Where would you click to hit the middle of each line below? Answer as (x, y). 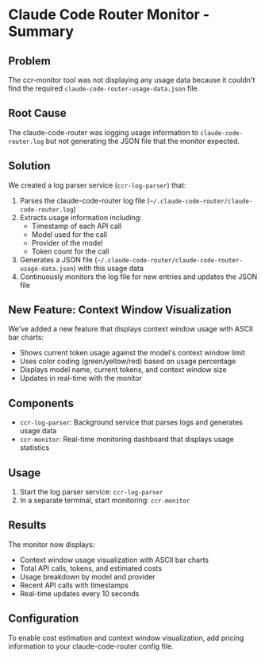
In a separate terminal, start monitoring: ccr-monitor (105, 500)
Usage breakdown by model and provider (88, 576)
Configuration (44, 619)
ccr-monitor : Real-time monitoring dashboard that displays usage (127, 440)
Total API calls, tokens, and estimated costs (91, 568)
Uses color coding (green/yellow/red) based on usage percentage (128, 361)
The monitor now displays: (52, 544)
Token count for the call (70, 251)
